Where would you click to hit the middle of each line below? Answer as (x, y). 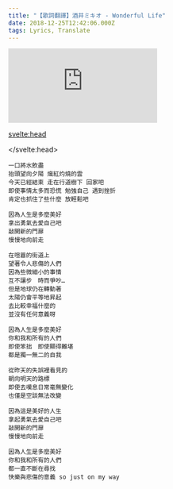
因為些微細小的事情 (35, 272)
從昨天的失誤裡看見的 (38, 371)
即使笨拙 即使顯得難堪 (41, 347)
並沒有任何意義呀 (32, 314)
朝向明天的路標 (29, 379)
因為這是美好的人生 (35, 411)
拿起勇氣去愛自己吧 (35, 420)
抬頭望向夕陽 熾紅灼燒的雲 (46, 174)
